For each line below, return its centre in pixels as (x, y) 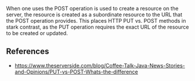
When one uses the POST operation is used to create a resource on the (93, 8)
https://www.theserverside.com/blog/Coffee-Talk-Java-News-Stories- (100, 65)
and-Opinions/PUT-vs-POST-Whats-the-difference (76, 72)
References (28, 52)
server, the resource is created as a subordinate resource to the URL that (94, 15)
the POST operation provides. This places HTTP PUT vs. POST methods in (96, 21)
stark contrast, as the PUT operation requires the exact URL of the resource (97, 27)
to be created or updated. (37, 33)
